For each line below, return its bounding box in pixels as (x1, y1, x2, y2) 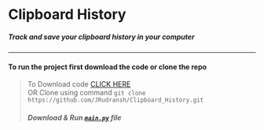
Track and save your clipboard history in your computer (8, 32, 195, 41)
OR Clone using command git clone (27, 88, 146, 98)
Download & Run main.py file (27, 113, 122, 122)
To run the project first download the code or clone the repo (8, 61, 207, 72)
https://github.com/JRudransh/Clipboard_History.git (27, 96, 204, 104)
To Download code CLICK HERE (27, 80, 131, 89)
